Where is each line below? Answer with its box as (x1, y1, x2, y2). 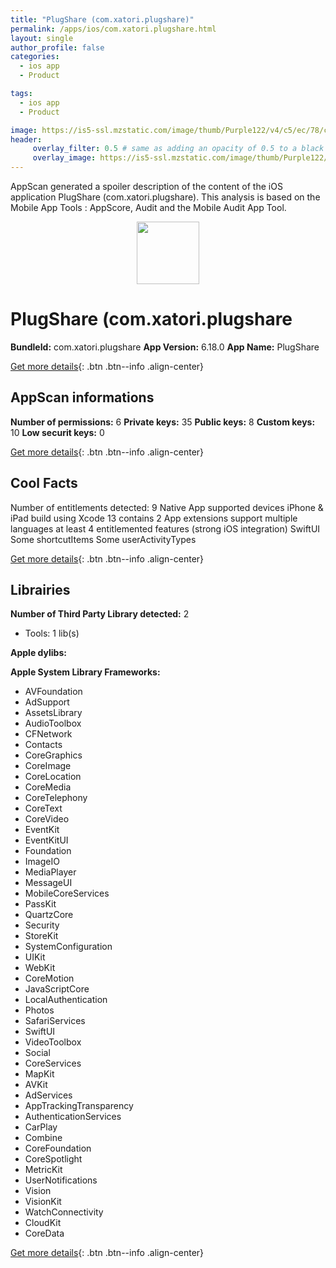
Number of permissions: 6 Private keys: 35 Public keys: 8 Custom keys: (10, 416, 316, 428)
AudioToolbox (24, 717, 82, 730)
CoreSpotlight (24, 1153, 83, 1165)
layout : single (10, 33, 74, 43)
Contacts (24, 739, 63, 751)
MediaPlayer (24, 866, 77, 878)
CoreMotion (24, 972, 75, 985)
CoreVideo (24, 813, 70, 825)
